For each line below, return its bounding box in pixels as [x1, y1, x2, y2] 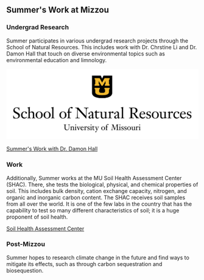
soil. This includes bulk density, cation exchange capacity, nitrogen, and [6, 187, 187, 194]
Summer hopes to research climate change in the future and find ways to [6, 254, 190, 261]
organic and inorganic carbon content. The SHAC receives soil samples [6, 194, 186, 201]
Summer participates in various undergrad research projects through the [6, 37, 189, 44]
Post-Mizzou [6, 240, 46, 248]
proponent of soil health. [6, 213, 68, 220]
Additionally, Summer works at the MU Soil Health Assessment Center [6, 174, 182, 181]
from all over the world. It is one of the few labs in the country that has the [6, 200, 192, 208]
